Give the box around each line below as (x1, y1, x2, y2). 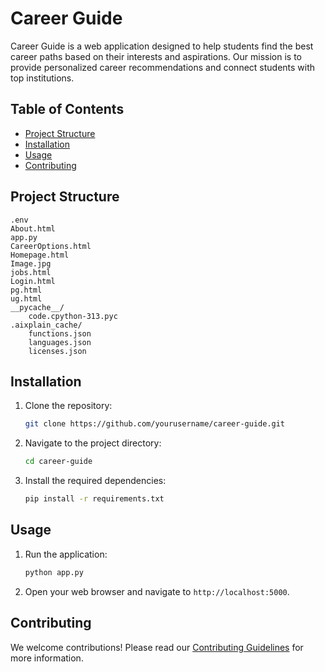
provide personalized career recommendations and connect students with (10, 61, 316, 73)
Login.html (10, 276, 56, 286)
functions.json (28, 328, 92, 339)
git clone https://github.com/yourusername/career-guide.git (24, 419, 286, 429)
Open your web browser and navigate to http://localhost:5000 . (24, 585, 290, 597)
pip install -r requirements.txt (24, 494, 165, 504)
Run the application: (24, 548, 108, 560)
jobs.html (10, 267, 52, 277)
